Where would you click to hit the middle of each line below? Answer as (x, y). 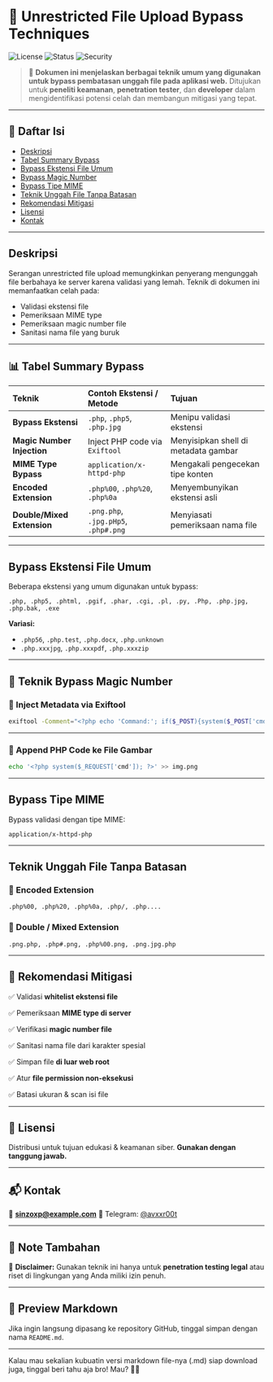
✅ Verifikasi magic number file (60, 1029)
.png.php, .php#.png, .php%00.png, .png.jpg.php (92, 944)
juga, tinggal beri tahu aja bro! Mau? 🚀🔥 (74, 1369)
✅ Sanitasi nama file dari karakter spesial (77, 1045)
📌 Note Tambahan (54, 1247)
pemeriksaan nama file (214, 525)
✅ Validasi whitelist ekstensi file (63, 996)
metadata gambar (204, 451)
